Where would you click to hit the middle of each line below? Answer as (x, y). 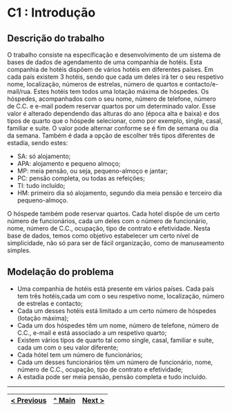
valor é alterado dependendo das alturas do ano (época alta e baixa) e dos (113, 113)
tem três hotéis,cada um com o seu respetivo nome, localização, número (120, 296)
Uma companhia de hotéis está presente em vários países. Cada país (116, 289)
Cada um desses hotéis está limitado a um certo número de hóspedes (117, 310)
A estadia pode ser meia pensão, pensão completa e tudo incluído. (112, 376)
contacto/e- (202, 84)
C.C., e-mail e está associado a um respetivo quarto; (92, 332)
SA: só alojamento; (44, 156)
